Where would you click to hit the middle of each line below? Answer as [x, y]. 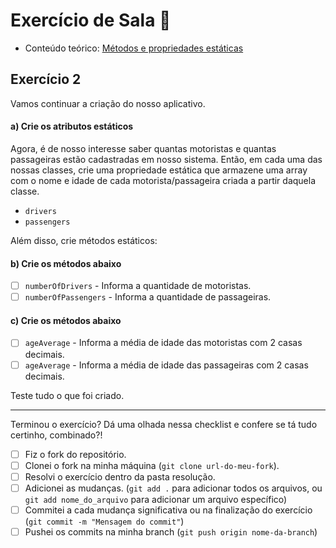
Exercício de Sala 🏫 [91, 20]
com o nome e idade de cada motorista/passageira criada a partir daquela [163, 180]
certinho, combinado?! [56, 435]
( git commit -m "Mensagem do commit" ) [104, 521]
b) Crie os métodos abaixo [66, 263]
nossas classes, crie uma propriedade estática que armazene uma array [159, 170]
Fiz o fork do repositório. [75, 454]
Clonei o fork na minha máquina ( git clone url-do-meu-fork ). [152, 465]
